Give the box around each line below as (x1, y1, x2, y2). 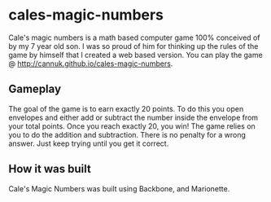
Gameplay (8, 82, 62, 96)
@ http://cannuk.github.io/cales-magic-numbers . (8, 59, 173, 68)
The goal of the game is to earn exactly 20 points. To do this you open (8, 103, 244, 113)
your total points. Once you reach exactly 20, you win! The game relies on (8, 121, 256, 131)
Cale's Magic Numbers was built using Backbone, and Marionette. (8, 183, 230, 193)
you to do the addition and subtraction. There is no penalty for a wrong (8, 130, 246, 139)
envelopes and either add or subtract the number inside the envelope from (8, 112, 259, 122)
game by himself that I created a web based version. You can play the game (8, 50, 263, 59)
